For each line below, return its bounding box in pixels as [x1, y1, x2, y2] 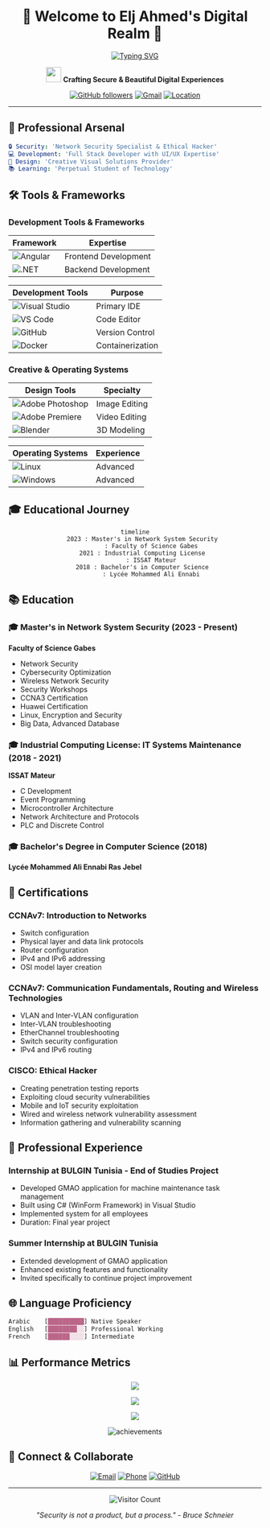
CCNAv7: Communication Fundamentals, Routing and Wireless [8, 982, 259, 993]
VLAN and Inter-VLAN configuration [19, 1010, 139, 1021]
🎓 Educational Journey [8, 502, 130, 516]
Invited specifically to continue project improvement [19, 1273, 193, 1282]
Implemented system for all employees [19, 1209, 149, 1219]
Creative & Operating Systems [8, 364, 129, 375]
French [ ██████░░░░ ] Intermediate [8, 1332, 135, 1341]
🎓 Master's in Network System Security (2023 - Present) [8, 622, 239, 633]
